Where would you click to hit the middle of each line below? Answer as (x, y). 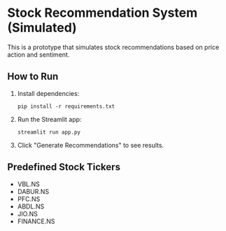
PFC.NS (29, 199)
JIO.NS (28, 213)
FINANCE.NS (36, 221)
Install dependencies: (48, 93)
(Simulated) (42, 28)
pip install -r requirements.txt (66, 106)
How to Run (33, 77)
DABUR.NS (33, 191)
